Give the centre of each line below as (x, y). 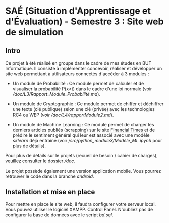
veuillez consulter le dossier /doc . (40, 161)
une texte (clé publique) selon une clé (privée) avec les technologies (83, 109)
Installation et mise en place (50, 192)
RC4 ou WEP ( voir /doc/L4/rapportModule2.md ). (63, 115)
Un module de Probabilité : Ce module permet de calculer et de (78, 83)
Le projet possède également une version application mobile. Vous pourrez (83, 171)
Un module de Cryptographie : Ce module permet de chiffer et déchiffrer (88, 104)
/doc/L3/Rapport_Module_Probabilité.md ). (57, 94)
